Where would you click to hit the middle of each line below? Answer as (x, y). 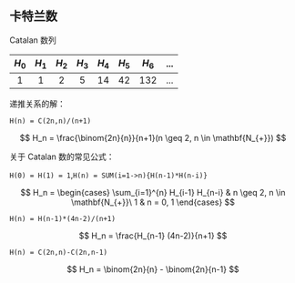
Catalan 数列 (33, 40)
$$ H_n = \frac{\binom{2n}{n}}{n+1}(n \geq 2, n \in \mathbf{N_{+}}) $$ (153, 138)
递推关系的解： (37, 104)
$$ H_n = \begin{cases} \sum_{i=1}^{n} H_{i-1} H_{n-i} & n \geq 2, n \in (153, 192)
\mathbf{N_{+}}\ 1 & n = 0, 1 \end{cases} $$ (153, 202)
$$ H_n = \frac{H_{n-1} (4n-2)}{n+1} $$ (153, 236)
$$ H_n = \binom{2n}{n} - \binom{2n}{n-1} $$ (153, 269)
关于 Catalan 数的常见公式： (62, 157)
